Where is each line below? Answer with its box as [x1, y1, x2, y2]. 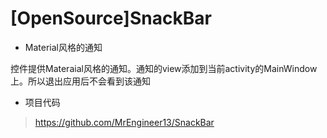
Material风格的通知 [24, 41, 103, 53]
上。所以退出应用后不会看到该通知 [10, 75, 151, 87]
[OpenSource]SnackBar [10, 7, 212, 30]
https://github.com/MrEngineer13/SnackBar [34, 116, 215, 128]
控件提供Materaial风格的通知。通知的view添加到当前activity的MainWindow [10, 62, 318, 74]
